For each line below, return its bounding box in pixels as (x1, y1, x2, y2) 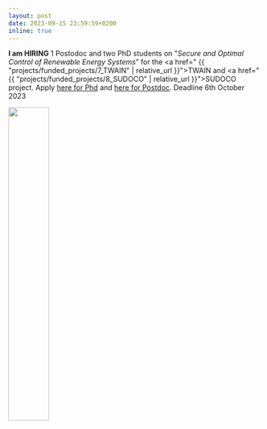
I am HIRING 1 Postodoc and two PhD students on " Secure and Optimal (8, 49, 244, 59)
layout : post (8, 11, 52, 20)
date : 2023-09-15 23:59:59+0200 (8, 19, 117, 27)
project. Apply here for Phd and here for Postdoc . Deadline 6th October (8, 83, 245, 92)
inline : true (8, 27, 52, 35)
